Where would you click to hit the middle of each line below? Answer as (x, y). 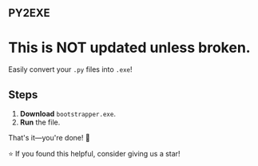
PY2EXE (29, 13)
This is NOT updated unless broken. (129, 47)
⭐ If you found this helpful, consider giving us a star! (94, 154)
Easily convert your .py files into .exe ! (71, 69)
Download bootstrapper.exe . (67, 114)
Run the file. (40, 122)
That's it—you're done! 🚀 (49, 138)
